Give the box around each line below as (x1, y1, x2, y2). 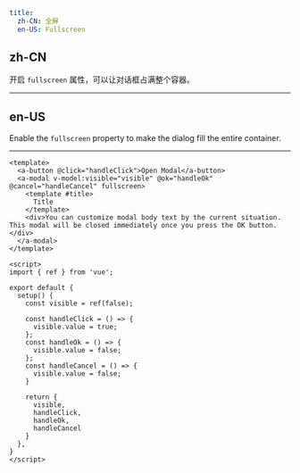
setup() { (17, 291, 54, 301)
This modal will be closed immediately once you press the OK (9, 221, 246, 230)
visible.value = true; (32, 322, 118, 332)
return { (25, 393, 58, 402)
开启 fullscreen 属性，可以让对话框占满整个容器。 (9, 74, 195, 85)
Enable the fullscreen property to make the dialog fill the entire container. (9, 133, 281, 144)
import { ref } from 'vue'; (9, 268, 114, 277)
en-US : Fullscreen (17, 25, 87, 34)
